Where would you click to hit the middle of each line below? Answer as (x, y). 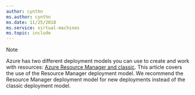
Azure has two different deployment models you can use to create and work (98, 61)
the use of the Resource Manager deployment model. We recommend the (95, 73)
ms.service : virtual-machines (43, 28)
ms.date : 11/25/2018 (31, 22)
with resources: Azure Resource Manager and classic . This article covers (94, 67)
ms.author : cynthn (28, 17)
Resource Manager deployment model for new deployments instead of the (96, 80)
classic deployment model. (39, 86)
